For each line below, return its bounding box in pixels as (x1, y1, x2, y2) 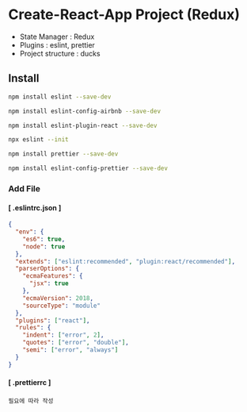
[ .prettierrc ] (8, 378, 51, 387)
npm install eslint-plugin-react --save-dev (8, 121, 158, 129)
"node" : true (22, 242, 66, 251)
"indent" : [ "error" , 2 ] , (22, 331, 104, 339)
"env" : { (15, 228, 44, 236)
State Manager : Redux (19, 32, 95, 41)
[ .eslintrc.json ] (8, 202, 62, 212)
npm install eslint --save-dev (8, 93, 112, 101)
